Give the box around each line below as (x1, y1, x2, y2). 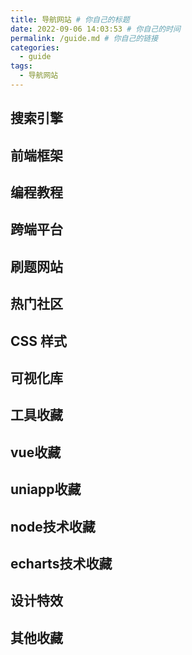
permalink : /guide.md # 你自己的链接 (10, 33, 159, 43)
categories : (10, 42, 60, 53)
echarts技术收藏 (10, 555, 113, 572)
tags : (10, 61, 33, 71)
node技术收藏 (10, 518, 96, 535)
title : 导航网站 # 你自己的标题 (10, 14, 130, 25)
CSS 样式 (10, 332, 68, 350)
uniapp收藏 (10, 481, 82, 498)
